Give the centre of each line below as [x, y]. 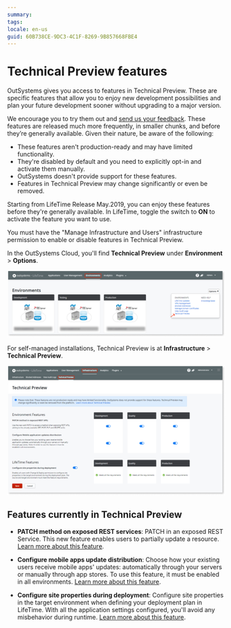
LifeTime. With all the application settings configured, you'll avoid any [116, 609]
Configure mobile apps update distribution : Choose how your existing [118, 560]
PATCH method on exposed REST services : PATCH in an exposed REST [120, 531]
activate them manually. [51, 169]
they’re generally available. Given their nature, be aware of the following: [111, 133]
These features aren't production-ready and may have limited [105, 147]
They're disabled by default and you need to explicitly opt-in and [109, 162]
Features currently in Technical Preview [95, 515]
